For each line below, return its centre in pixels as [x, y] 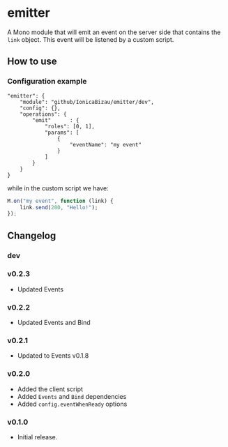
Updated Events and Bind [54, 323]
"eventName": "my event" [105, 144]
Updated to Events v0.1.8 [53, 356]
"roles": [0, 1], [70, 126]
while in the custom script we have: [58, 188]
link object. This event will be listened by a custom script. [91, 39]
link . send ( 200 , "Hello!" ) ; [59, 207]
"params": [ [62, 132]
